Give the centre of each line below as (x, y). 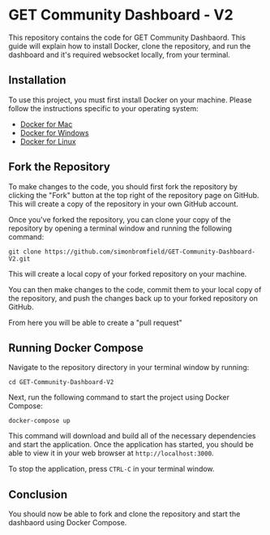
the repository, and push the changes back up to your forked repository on (133, 298)
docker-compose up (39, 421)
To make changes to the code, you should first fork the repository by (123, 186)
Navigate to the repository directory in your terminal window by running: (129, 368)
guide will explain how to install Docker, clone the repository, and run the (130, 45)
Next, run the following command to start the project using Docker (119, 397)
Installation (37, 80)
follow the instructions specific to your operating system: (103, 108)
